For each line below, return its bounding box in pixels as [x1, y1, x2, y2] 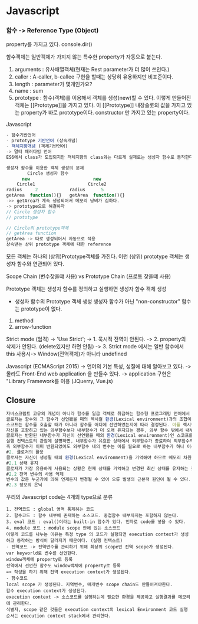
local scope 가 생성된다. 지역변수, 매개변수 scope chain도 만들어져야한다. [6, 581, 173, 588]
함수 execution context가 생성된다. [6, 588, 87, 594]
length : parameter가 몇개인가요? [14, 81, 93, 88]
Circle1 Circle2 [16, 181, 107, 187]
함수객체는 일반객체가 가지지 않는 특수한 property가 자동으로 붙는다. [6, 53, 163, 60]
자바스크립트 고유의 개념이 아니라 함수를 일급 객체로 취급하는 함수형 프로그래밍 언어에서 [6, 410, 190, 417]
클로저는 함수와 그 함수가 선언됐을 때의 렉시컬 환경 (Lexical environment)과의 [6, 416, 177, 422]
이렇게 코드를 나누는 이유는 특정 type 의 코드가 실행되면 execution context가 [6, 531, 179, 538]
